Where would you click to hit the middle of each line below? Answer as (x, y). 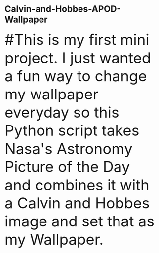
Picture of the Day (67, 166)
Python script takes (72, 130)
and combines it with (77, 185)
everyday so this (62, 112)
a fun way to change (76, 76)
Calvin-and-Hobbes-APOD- (63, 9)
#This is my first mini (77, 39)
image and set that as (79, 221)
